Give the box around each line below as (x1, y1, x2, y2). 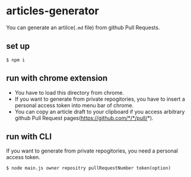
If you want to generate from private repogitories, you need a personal (6, 147, 178, 154)
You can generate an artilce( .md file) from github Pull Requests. (6, 24, 160, 31)
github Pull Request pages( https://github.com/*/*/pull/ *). (14, 114, 154, 122)
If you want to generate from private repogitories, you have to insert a (14, 95, 186, 103)
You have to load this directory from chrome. (14, 89, 125, 96)
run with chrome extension (6, 73, 108, 83)
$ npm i (6, 57, 26, 63)
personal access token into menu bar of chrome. (14, 101, 134, 108)
